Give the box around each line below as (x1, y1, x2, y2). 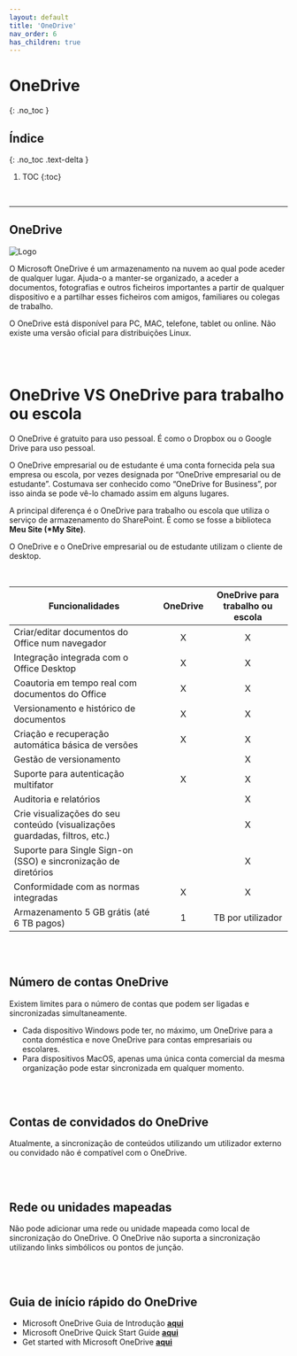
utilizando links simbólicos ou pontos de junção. (9, 1242, 184, 1253)
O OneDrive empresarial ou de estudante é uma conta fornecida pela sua (9, 460, 276, 470)
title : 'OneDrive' (9, 21, 77, 30)
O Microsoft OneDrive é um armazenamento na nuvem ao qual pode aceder (9, 263, 286, 274)
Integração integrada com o (13, 651, 129, 663)
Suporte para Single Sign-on (13, 843, 134, 856)
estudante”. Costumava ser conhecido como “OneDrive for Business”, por (9, 478, 278, 489)
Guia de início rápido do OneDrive (9, 1294, 198, 1309)
